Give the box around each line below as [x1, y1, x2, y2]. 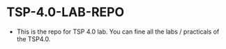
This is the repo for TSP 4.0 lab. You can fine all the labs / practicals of [16, 27, 220, 36]
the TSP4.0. [16, 34, 51, 43]
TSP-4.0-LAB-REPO [6, 4, 125, 20]
